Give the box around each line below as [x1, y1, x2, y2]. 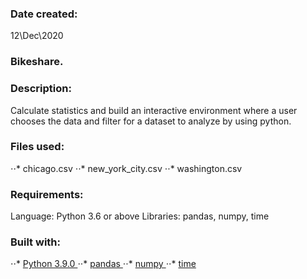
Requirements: [10, 187, 84, 201]
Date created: [10, 7, 78, 21]
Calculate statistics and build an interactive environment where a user [10, 104, 298, 116]
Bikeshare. [10, 55, 64, 69]
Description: [10, 82, 72, 96]
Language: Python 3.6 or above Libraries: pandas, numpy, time [10, 210, 270, 222]
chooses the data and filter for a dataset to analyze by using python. [10, 115, 292, 127]
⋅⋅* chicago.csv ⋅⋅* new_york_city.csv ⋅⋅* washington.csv [10, 162, 243, 174]
